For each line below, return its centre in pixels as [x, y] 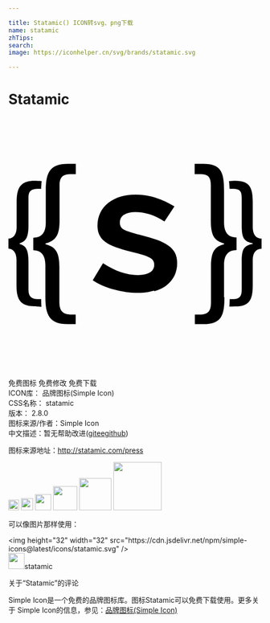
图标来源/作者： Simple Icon [54, 424]
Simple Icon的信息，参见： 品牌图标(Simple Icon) [98, 610]
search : [21, 45]
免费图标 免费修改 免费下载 [53, 383]
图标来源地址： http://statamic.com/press [76, 450]
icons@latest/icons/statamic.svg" [64, 549]
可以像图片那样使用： [43, 524]
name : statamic [34, 30]
